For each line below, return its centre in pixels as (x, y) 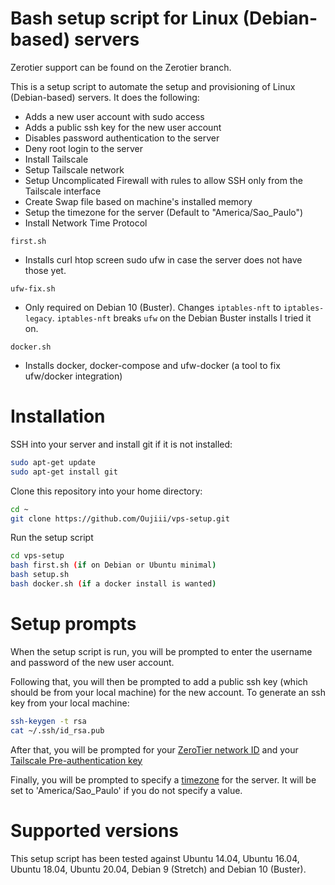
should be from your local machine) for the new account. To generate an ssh (168, 692)
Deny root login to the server (84, 148)
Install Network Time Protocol (86, 223)
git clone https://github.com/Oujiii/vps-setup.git (120, 518)
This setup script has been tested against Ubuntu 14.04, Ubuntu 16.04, (155, 858)
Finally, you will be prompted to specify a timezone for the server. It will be (163, 779)
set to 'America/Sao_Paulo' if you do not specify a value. (126, 790)
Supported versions (95, 830)
